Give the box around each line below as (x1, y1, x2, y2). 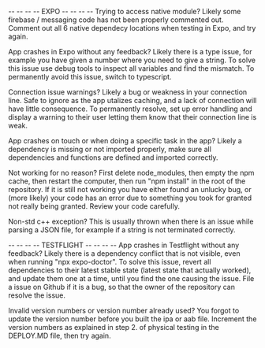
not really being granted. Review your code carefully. (8, 202, 180, 211)
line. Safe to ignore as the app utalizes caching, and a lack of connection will (8, 96, 257, 105)
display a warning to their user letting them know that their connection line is (8, 113, 257, 121)
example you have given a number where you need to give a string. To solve (8, 55, 256, 65)
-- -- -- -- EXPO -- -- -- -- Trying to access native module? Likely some (8, 7, 241, 16)
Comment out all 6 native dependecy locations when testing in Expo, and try (8, 24, 256, 32)
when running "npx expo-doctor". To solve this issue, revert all (8, 257, 211, 266)
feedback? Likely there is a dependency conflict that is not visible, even (8, 249, 241, 258)
